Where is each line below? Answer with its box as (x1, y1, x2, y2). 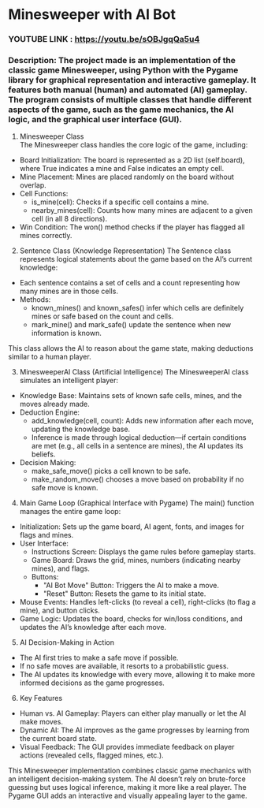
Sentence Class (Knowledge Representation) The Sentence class (19, 246, 232, 255)
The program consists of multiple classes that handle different (8, 95, 252, 106)
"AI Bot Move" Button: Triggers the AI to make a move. (43, 581, 219, 590)
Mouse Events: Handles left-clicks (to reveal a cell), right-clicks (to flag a (19, 598, 256, 607)
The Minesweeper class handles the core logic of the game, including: (19, 140, 248, 150)
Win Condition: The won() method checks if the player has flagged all (19, 222, 246, 232)
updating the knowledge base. (31, 424, 131, 434)
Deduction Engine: (19, 408, 80, 417)
